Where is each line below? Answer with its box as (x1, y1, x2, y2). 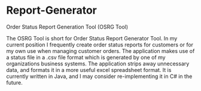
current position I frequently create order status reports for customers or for (6, 41, 193, 48)
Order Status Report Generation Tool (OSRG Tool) (6, 23, 129, 30)
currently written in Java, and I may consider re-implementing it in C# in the (6, 73, 193, 80)
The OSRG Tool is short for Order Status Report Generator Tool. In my (6, 34, 178, 42)
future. (6, 79, 23, 86)
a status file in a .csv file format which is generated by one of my (6, 54, 166, 61)
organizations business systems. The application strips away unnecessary (6, 60, 190, 67)
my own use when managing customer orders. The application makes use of (6, 47, 195, 54)
